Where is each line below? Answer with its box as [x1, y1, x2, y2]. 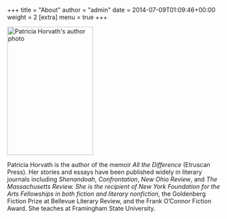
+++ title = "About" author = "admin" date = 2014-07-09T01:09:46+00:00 [7, 6, 216, 14]
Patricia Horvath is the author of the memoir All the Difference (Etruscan [7, 161, 211, 168]
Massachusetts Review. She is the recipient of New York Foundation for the [7, 183, 221, 190]
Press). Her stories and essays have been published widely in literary [7, 168, 202, 176]
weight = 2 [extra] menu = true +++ [7, 13, 108, 21]
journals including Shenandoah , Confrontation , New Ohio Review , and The [7, 175, 217, 183]
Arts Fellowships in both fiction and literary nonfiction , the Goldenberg [7, 190, 206, 198]
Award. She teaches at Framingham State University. [7, 205, 156, 212]
